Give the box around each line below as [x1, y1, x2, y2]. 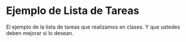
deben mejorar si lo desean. [6, 29, 74, 36]
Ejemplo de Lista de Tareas [6, 4, 140, 17]
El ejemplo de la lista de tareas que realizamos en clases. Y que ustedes [6, 23, 181, 30]
